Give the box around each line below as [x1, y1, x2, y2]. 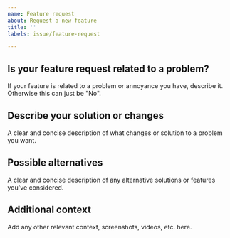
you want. [7, 136, 37, 144]
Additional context [7, 204, 91, 216]
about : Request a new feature [7, 17, 98, 24]
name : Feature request [7, 10, 75, 18]
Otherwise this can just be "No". [7, 90, 102, 98]
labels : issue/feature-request [7, 30, 100, 38]
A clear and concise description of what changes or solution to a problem [7, 129, 223, 137]
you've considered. [7, 183, 64, 192]
